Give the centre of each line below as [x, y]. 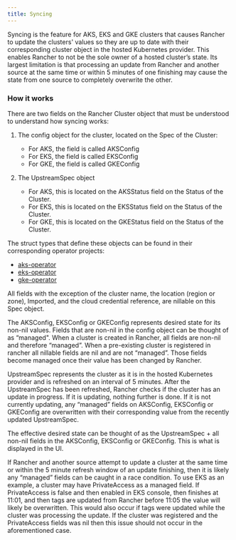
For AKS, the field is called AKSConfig [84, 149]
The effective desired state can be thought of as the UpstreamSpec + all [113, 433]
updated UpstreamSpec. [43, 419]
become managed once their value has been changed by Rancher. [105, 360]
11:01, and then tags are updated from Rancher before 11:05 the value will [114, 500]
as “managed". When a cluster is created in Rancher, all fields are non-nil [114, 337]
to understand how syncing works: [58, 121]
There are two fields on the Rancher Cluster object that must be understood [118, 113]
